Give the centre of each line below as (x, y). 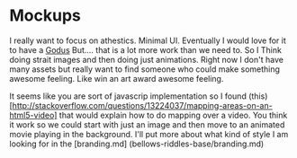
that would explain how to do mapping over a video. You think (173, 115)
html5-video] (33, 115)
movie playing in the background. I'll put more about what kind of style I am (149, 134)
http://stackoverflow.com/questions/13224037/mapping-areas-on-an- (142, 105)
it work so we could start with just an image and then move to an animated (147, 124)
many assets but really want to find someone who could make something (145, 69)
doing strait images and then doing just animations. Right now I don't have (146, 59)
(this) (258, 96)
